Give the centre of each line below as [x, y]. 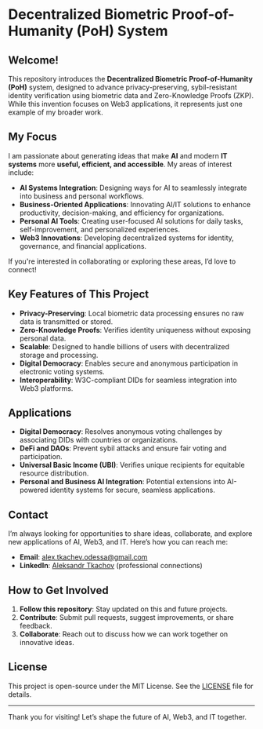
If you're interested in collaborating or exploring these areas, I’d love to [122, 261]
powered [34, 490]
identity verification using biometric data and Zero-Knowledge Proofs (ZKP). [131, 95]
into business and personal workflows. [82, 196]
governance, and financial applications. [83, 246]
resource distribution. [54, 473]
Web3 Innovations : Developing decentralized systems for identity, [127, 238]
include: [21, 172]
